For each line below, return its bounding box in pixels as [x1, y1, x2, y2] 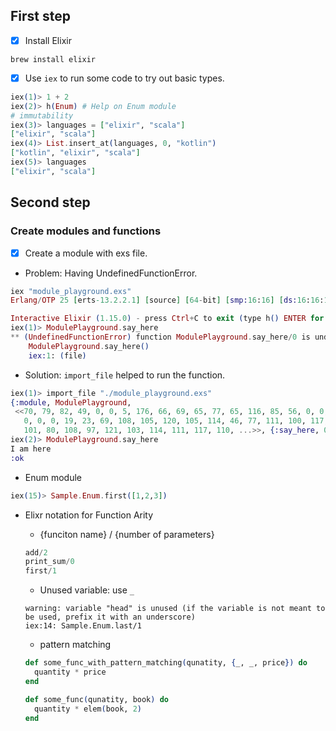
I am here [10, 444, 52, 454]
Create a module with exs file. [24, 247, 148, 259]
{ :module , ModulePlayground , [10, 397, 132, 408]
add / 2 [24, 547, 48, 558]
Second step [10, 194, 91, 211]
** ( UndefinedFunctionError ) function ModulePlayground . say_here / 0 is [10, 332, 311, 343]
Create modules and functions [10, 224, 162, 238]
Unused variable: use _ [39, 584, 135, 596]
